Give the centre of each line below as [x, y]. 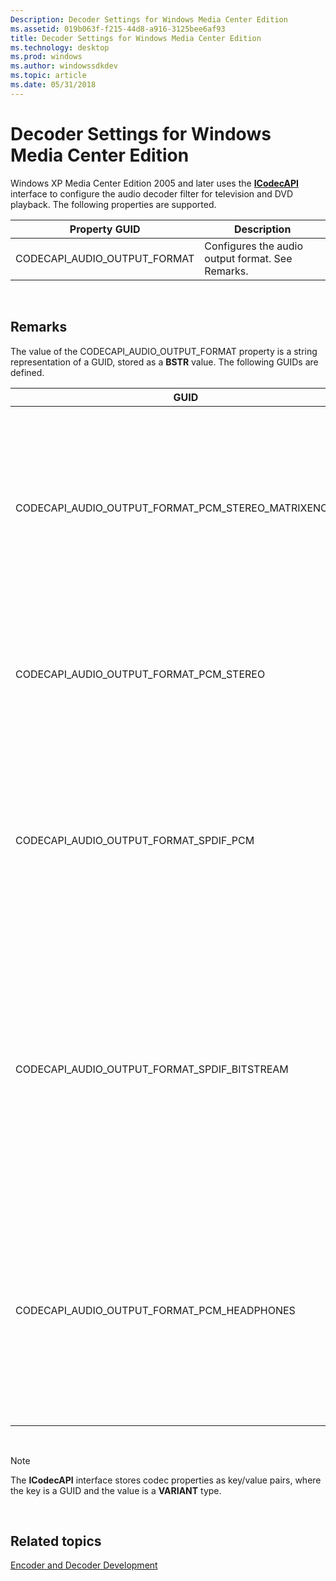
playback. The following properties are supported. [113, 204]
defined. [27, 372]
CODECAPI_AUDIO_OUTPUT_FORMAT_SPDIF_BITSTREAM [152, 1069]
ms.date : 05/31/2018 [53, 85]
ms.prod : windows [46, 57]
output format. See [248, 258]
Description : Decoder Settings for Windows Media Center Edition [149, 19]
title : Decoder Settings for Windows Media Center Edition [136, 38]
